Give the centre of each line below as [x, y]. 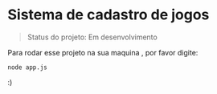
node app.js [27, 67]
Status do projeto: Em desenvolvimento [92, 37]
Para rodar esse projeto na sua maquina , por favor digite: [103, 52]
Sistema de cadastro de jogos [108, 15]
